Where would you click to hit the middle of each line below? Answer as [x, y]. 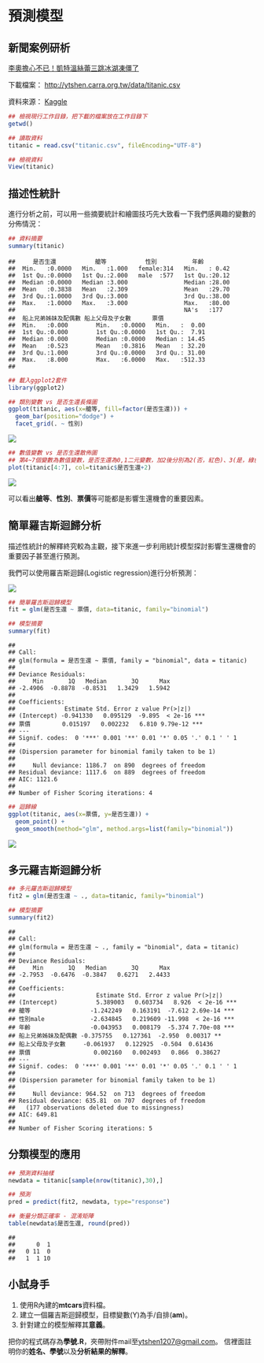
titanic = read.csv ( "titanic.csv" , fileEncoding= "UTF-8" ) [105, 145]
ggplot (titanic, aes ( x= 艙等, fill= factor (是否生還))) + [98, 409]
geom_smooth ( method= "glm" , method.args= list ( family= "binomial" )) [125, 829]
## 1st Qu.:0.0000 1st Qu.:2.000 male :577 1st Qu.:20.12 [119, 275]
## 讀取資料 [26, 138]
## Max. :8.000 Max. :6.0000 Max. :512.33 [107, 359]
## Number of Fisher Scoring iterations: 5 [81, 1128]
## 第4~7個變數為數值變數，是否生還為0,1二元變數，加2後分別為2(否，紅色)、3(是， [128, 460]
